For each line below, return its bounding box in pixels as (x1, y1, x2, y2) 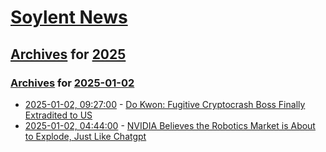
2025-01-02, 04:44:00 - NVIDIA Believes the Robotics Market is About (24, 119, 316, 131)
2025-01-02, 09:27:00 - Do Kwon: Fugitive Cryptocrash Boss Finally (24, 98, 306, 110)
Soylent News (10, 6, 128, 29)
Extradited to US (24, 109, 93, 121)
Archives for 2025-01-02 (10, 76, 135, 90)
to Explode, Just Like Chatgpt (24, 130, 147, 142)
